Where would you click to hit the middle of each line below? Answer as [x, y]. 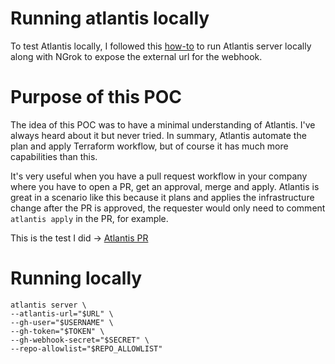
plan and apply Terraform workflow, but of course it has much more [149, 146]
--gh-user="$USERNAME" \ [62, 322]
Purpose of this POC [96, 97]
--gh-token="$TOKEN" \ [57, 331]
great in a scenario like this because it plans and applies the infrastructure [162, 197]
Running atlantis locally [110, 18]
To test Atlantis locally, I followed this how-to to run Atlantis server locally [161, 46]
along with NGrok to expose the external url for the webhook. [136, 56]
